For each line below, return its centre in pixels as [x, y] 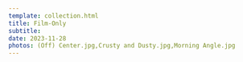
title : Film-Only [37, 23]
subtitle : [25, 31]
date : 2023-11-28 [37, 38]
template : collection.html [54, 16]
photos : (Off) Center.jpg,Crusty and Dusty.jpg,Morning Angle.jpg [122, 46]
